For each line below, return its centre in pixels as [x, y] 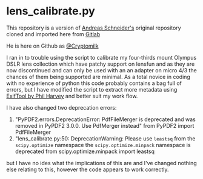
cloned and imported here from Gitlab [53, 34]
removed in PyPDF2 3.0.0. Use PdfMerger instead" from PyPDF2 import [105, 125]
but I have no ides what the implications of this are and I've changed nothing [101, 163]
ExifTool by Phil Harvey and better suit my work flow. [72, 96]
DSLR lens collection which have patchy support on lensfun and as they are [101, 64]
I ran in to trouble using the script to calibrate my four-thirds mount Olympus [101, 57]
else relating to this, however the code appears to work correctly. [88, 169]
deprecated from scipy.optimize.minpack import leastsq [85, 151]
